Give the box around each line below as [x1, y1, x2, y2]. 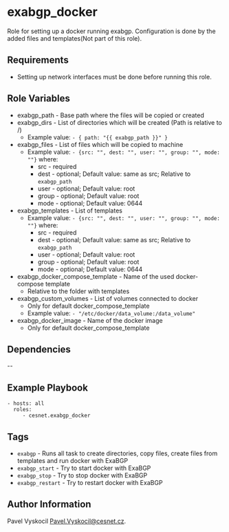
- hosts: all [7, 400, 45, 407]
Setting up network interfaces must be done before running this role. [17, 72, 212, 81]
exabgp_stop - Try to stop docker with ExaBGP [17, 471, 148, 480]
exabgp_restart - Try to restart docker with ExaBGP [17, 479, 163, 486]
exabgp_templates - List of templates [17, 206, 122, 215]
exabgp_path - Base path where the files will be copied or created [17, 111, 205, 119]
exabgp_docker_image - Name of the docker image [17, 316, 163, 324]
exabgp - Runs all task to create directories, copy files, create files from [17, 449, 218, 457]
